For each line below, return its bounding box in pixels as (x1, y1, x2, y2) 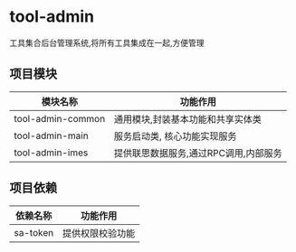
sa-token (14, 226, 54, 238)
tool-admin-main (14, 129, 89, 142)
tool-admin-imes (14, 146, 89, 159)
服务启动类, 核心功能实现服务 (113, 129, 237, 142)
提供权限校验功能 (62, 227, 136, 239)
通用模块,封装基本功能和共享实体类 (113, 113, 263, 126)
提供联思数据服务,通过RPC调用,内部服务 (113, 146, 282, 159)
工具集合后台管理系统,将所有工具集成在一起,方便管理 (9, 37, 205, 48)
